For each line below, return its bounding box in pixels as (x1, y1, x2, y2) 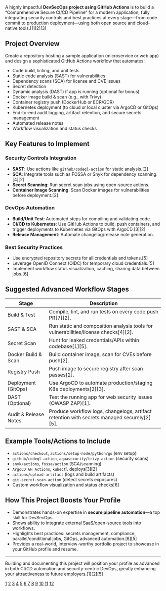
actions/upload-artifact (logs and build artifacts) (12, 471, 115, 477)
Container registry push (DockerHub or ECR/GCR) (12, 99, 115, 105)
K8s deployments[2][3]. (49, 386, 105, 393)
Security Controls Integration (5, 154, 77, 161)
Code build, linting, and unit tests (12, 67, 80, 73)
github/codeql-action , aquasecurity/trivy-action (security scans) (12, 455, 149, 461)
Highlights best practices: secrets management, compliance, (12, 530, 136, 536)
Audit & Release (7, 411, 44, 418)
